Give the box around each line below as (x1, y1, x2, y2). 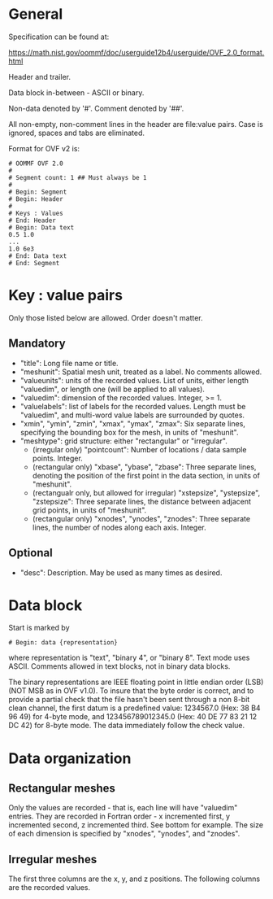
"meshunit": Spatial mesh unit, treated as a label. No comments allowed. (19, 367, 262, 377)
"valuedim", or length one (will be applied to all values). (19, 384, 206, 394)
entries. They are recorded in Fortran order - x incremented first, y (8, 811, 230, 822)
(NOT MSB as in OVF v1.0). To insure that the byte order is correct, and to (8, 686, 254, 696)
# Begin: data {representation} (8, 639, 118, 647)
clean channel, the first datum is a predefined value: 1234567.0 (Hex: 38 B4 (8, 703, 262, 713)
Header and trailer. (8, 72, 71, 81)
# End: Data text (8, 251, 67, 260)
